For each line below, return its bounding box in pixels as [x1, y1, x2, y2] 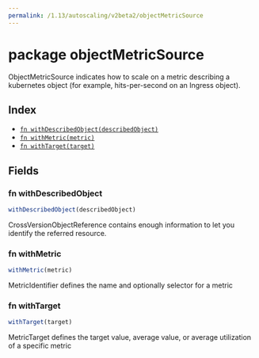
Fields [8, 164, 40, 177]
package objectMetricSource [8, 45, 204, 63]
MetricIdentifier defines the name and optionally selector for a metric [8, 280, 234, 290]
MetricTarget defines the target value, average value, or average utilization [8, 333, 252, 342]
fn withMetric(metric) [19, 134, 95, 143]
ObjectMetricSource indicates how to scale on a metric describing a [8, 72, 230, 82]
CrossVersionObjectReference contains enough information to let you [8, 219, 235, 230]
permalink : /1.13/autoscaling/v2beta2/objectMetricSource [8, 11, 204, 20]
